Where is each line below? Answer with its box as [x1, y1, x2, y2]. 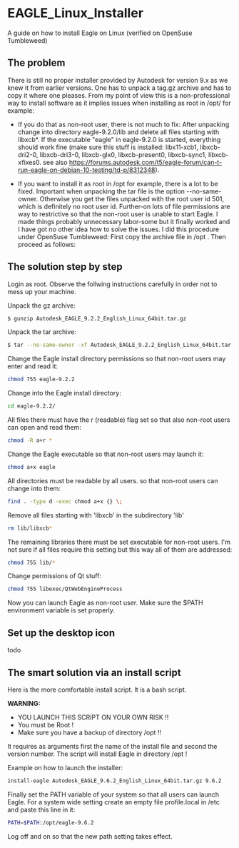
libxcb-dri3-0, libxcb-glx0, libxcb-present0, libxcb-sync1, [39, 150, 207, 158]
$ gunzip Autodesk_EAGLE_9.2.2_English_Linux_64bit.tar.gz [7, 315, 187, 322]
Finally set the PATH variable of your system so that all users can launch [7, 790, 220, 799]
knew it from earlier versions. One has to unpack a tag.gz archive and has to [7, 84, 232, 92]
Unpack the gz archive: [7, 301, 76, 310]
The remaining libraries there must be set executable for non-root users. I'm [7, 537, 230, 546]
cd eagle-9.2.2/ [7, 403, 56, 410]
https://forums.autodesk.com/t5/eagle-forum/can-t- [68, 158, 223, 166]
